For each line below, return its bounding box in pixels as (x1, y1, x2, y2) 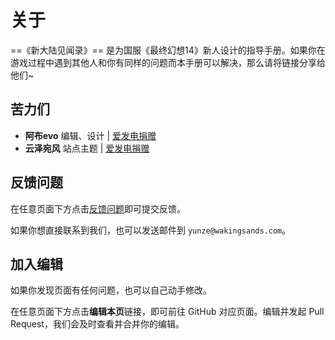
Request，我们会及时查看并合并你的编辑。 (10, 318, 185, 330)
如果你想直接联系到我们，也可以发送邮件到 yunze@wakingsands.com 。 (10, 224, 292, 236)
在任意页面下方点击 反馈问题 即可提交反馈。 (10, 202, 186, 215)
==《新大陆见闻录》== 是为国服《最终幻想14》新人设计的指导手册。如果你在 (10, 44, 326, 56)
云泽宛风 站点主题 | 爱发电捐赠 (24, 142, 150, 154)
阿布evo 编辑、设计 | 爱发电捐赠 (24, 129, 157, 141)
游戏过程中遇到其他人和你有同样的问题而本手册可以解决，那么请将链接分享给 (10, 56, 326, 68)
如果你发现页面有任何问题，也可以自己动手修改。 (10, 284, 212, 296)
